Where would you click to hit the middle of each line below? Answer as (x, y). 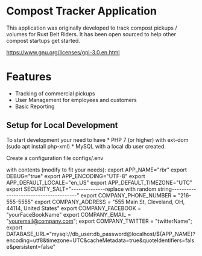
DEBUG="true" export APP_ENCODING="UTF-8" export (76, 176)
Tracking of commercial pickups (55, 93)
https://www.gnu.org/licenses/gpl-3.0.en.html (63, 52)
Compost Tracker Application (81, 11)
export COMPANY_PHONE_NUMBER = (128, 195)
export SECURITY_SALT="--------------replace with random (81, 189)
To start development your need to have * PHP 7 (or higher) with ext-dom (97, 139)
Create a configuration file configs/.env (55, 158)
